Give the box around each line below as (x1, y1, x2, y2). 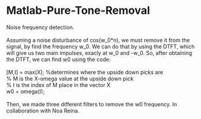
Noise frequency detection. (6, 24, 74, 31)
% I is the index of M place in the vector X (6, 81, 111, 88)
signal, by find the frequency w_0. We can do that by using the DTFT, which (6, 43, 195, 50)
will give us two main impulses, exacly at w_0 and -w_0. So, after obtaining (6, 49, 193, 56)
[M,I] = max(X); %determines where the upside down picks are (6, 68, 163, 76)
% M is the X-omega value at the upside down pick (6, 75, 134, 82)
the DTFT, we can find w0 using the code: (6, 56, 111, 63)
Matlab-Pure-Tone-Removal (6, 4, 150, 18)
